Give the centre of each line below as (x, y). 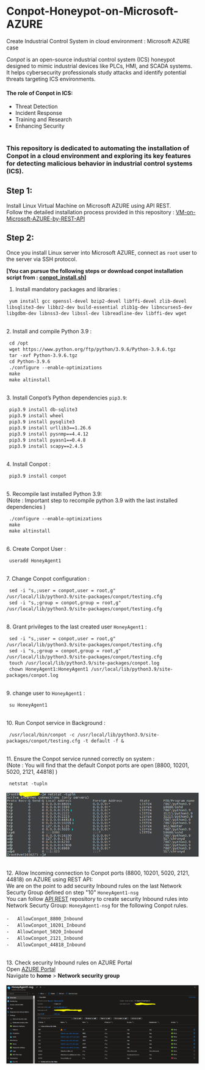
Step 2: (20, 238)
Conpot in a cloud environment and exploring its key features (99, 156)
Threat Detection (36, 107)
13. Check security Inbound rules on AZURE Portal (69, 963)
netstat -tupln (28, 784)
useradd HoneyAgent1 (35, 561)
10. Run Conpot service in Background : (56, 722)
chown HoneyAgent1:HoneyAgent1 (49, 669)
